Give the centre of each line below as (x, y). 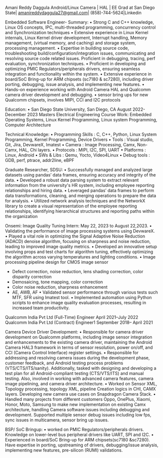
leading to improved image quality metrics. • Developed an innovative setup (81, 247)
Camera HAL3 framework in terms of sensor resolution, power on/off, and (79, 347)
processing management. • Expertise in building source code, (67, 48)
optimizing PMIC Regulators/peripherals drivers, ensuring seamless (72, 69)
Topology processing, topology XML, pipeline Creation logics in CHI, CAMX (81, 389)
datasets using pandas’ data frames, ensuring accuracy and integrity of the (81, 175)
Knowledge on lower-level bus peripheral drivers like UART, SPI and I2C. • (80, 435)
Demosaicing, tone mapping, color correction (57, 282)
